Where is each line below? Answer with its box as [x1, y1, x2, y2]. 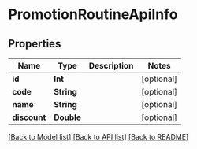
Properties [8, 37, 61, 50]
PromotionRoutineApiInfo [8, 6, 179, 24]
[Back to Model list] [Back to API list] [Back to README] [8, 132, 189, 141]
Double [54, 112, 81, 123]
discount [12, 112, 46, 123]
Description [88, 61, 134, 71]
